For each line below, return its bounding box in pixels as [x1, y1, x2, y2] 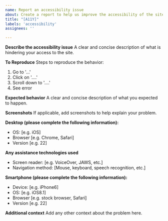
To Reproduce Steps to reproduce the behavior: [5, 59, 104, 65]
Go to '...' [12, 69, 31, 75]
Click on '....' [12, 74, 38, 80]
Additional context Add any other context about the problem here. [5, 210, 142, 216]
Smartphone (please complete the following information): [5, 174, 127, 181]
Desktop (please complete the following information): [5, 120, 119, 126]
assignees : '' [5, 26, 35, 31]
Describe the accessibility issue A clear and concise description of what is [5, 44, 161, 50]
